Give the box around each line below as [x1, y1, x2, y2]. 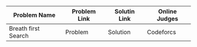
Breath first [9, 24, 40, 32]
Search [9, 32, 29, 39]
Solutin [114, 8, 135, 15]
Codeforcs [147, 28, 176, 36]
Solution [108, 28, 131, 36]
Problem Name [13, 11, 56, 19]
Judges [157, 15, 179, 23]
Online [158, 8, 177, 15]
